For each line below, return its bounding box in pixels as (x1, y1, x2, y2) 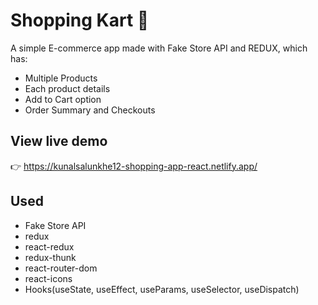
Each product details (24, 82, 111, 94)
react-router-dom (24, 262, 98, 274)
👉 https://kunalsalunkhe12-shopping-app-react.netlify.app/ (10, 160, 258, 172)
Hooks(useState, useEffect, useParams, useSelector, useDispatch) (24, 283, 300, 295)
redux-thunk (24, 251, 77, 263)
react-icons (24, 272, 73, 284)
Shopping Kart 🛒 (10, 9, 150, 32)
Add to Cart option (24, 93, 102, 105)
